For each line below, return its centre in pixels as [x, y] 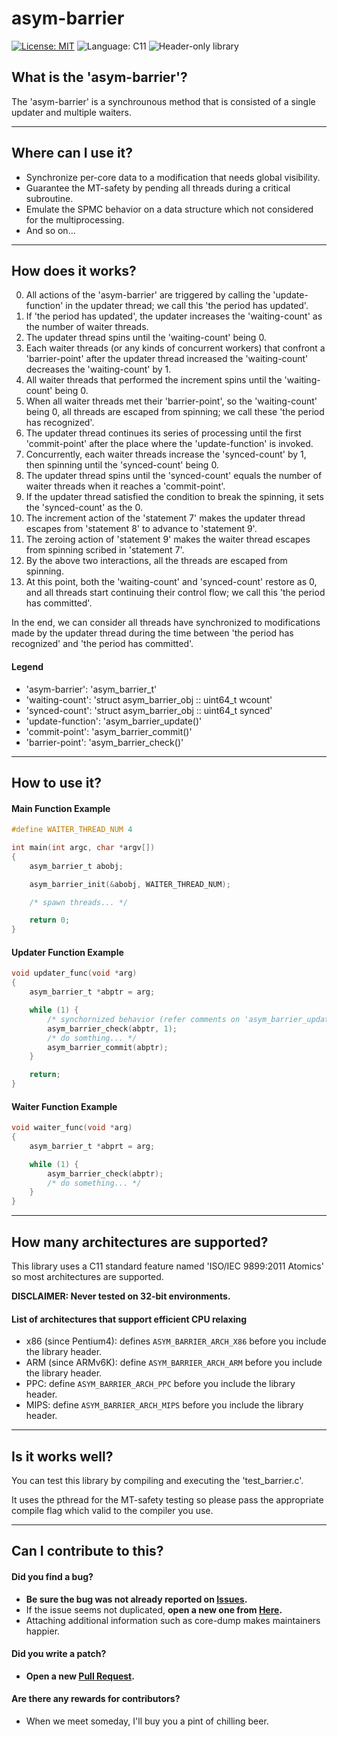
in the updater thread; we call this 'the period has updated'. [187, 306]
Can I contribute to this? [87, 1551]
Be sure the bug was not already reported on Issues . [136, 1599]
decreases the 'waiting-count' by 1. [98, 369]
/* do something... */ [94, 1183]
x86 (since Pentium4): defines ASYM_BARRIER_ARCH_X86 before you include [176, 1341]
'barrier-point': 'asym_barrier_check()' [104, 742]
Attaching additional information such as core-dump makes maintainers [173, 1620]
